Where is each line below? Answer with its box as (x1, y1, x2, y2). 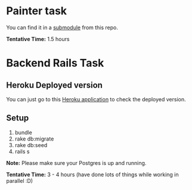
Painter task (6, 4, 67, 18)
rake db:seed (14, 141, 48, 148)
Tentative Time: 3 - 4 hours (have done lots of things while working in (6, 171, 179, 178)
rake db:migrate (14, 135, 54, 142)
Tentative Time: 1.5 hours (6, 35, 70, 42)
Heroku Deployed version (6, 80, 103, 90)
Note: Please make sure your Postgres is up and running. (6, 159, 147, 166)
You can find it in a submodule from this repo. (6, 24, 118, 31)
